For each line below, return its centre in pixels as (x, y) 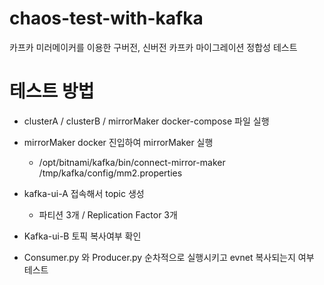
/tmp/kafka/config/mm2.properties (110, 173)
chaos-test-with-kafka (106, 18)
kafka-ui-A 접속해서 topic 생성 (84, 193)
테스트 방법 (52, 91)
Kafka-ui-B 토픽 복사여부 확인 (82, 236)
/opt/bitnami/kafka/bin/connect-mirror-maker (132, 162)
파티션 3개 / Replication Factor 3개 (108, 214)
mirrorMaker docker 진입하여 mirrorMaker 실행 (118, 142)
